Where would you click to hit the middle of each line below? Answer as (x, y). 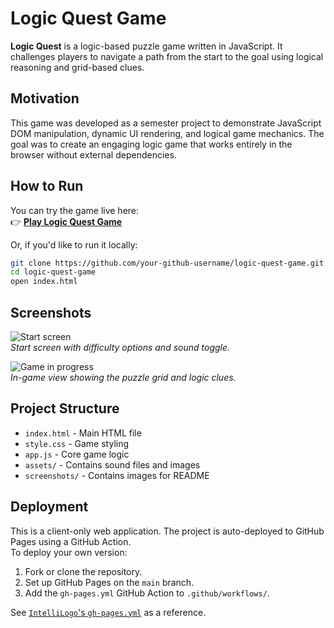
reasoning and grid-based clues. (77, 67)
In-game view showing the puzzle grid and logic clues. (123, 377)
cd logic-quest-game (53, 272)
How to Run (47, 186)
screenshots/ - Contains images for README (117, 475)
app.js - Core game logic (77, 454)
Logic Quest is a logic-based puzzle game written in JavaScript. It (146, 46)
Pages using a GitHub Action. (71, 541)
